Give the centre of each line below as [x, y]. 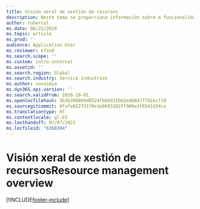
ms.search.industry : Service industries [57, 78]
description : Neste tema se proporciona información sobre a [84, 17]
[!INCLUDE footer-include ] [38, 199]
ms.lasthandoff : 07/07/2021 [41, 123]
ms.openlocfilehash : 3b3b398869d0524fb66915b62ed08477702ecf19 [86, 100]
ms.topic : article [29, 34]
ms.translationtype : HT [36, 112]
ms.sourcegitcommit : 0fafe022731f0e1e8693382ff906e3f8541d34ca [86, 106]
